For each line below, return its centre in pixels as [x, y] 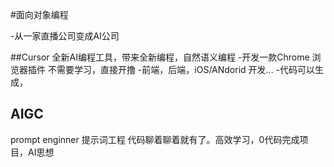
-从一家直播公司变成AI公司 [65, 36]
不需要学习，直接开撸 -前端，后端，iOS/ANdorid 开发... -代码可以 [181, 69]
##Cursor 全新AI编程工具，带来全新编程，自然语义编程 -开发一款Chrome [160, 57]
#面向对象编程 [39, 14]
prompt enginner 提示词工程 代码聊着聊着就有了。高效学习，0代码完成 [155, 139]
